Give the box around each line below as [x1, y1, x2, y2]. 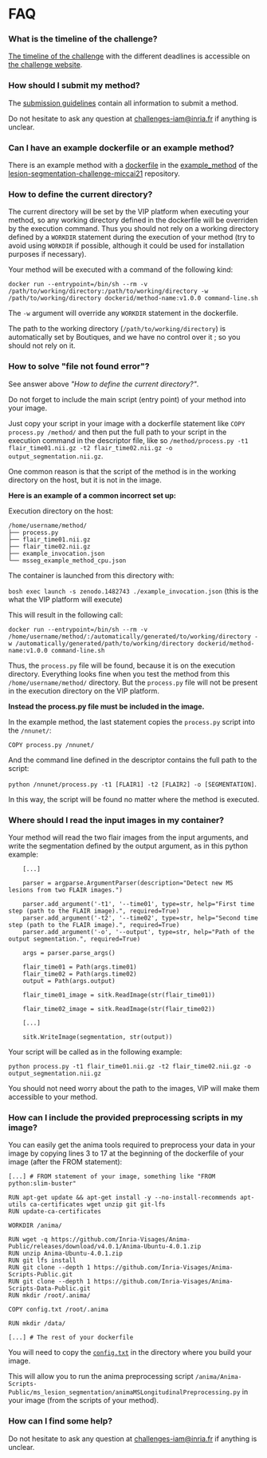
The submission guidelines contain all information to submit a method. [8, 98, 239, 108]
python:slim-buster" [8, 1180, 77, 1188]
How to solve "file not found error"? [8, 361, 150, 372]
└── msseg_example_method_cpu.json [8, 557, 127, 565]
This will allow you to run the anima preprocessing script [8, 1372, 194, 1381]
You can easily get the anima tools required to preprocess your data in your [8, 1140, 256, 1150]
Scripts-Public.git [8, 1271, 73, 1279]
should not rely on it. [8, 341, 76, 350]
